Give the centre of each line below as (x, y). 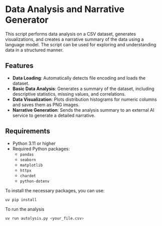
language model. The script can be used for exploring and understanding (81, 44)
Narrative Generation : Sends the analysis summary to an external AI (83, 110)
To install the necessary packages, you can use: (55, 190)
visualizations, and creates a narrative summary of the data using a (74, 39)
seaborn (28, 160)
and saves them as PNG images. (46, 105)
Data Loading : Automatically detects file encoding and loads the (79, 78)
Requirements (28, 131)
